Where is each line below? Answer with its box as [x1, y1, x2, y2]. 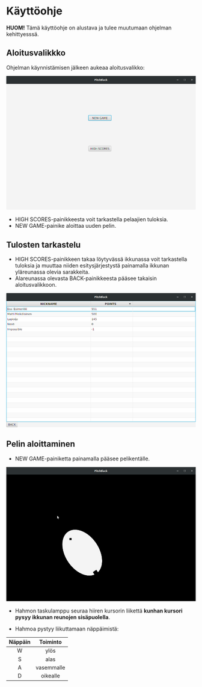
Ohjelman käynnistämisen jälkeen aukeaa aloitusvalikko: [6, 64, 145, 71]
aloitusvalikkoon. [14, 281, 57, 289]
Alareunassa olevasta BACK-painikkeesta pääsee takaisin [14, 275, 158, 282]
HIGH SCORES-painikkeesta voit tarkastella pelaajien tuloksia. [14, 216, 168, 223]
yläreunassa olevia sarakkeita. [14, 269, 90, 276]
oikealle [41, 672, 60, 680]
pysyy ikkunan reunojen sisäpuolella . [14, 613, 110, 620]
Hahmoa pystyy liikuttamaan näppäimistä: [14, 625, 119, 632]
